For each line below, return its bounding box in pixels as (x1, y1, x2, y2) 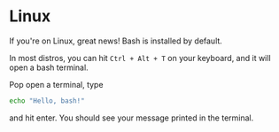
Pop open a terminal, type (9, 79, 104, 89)
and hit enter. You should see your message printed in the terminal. (9, 113, 254, 123)
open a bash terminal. (9, 62, 89, 73)
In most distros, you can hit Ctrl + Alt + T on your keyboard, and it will (9, 52, 272, 63)
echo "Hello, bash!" (9, 96, 86, 105)
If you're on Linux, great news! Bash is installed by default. (9, 35, 223, 46)
